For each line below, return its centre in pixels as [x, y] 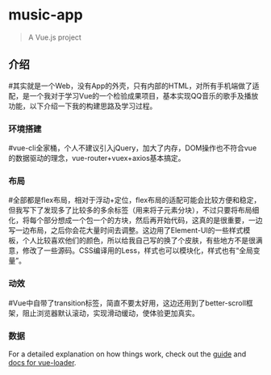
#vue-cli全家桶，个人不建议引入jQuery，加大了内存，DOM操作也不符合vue [133, 148]
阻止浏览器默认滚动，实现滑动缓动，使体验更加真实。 [110, 313]
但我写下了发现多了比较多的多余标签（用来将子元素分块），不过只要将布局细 [134, 210]
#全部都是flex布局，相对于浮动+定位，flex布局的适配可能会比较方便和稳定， [135, 200]
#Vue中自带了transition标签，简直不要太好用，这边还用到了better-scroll [127, 303]
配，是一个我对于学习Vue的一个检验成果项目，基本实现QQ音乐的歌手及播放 [133, 95]
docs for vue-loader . [42, 362]
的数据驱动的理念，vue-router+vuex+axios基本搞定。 [97, 158]
